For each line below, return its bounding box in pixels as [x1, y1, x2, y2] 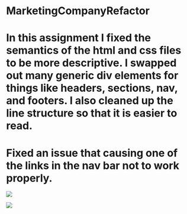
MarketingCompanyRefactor [6, 4, 150, 18]
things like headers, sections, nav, [6, 82, 178, 95]
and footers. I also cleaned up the [6, 94, 173, 108]
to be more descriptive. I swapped [6, 56, 177, 70]
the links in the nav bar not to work [6, 158, 179, 172]
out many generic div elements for [6, 69, 179, 82]
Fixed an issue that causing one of [6, 146, 178, 160]
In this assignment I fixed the [6, 31, 151, 45]
